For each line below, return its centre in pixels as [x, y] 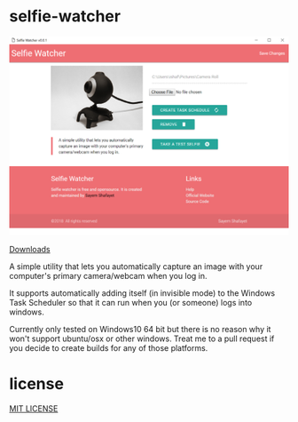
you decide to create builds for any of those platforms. [109, 347]
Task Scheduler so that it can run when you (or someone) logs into [131, 302]
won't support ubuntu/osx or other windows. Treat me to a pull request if [142, 338]
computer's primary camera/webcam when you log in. [108, 275]
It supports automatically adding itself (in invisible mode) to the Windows [142, 293]
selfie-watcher [65, 16]
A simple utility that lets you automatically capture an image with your [136, 266]
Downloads [30, 249]
